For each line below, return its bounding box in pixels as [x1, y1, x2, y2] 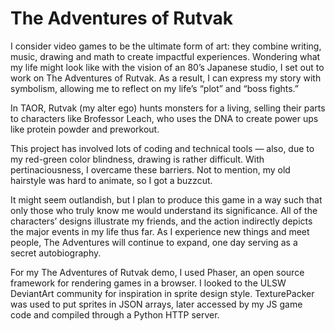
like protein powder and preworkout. [10, 123, 160, 135]
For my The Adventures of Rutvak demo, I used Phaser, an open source [10, 266, 305, 278]
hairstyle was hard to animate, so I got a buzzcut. [10, 174, 213, 186]
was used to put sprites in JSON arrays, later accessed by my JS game [10, 298, 303, 310]
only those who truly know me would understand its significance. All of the [10, 204, 318, 216]
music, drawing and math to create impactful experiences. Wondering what [10, 50, 321, 62]
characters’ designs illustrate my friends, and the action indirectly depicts [10, 215, 313, 227]
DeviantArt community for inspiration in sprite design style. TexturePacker [10, 287, 315, 299]
